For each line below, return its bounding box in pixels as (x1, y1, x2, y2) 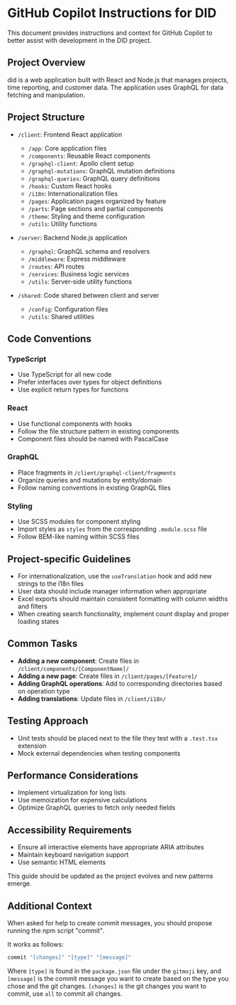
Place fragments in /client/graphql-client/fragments (17, 468, 176, 477)
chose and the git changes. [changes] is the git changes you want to (7, 982, 207, 990)
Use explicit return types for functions (17, 385, 129, 394)
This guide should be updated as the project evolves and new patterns (7, 872, 214, 881)
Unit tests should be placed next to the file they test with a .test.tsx (17, 733, 218, 742)
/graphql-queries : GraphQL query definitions (28, 174, 161, 183)
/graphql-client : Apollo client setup (28, 158, 135, 168)
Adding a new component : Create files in (17, 656, 140, 665)
